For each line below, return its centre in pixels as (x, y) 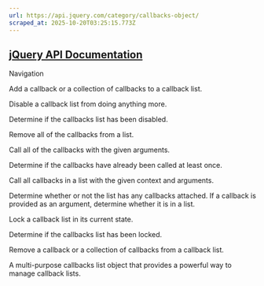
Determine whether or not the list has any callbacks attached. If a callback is (132, 196)
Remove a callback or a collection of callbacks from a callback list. (117, 250)
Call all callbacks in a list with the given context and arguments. (112, 180)
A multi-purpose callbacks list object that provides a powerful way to (121, 266)
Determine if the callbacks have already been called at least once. (115, 165)
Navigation (26, 74)
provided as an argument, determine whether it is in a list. (102, 204)
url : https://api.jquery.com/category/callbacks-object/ (104, 15)
